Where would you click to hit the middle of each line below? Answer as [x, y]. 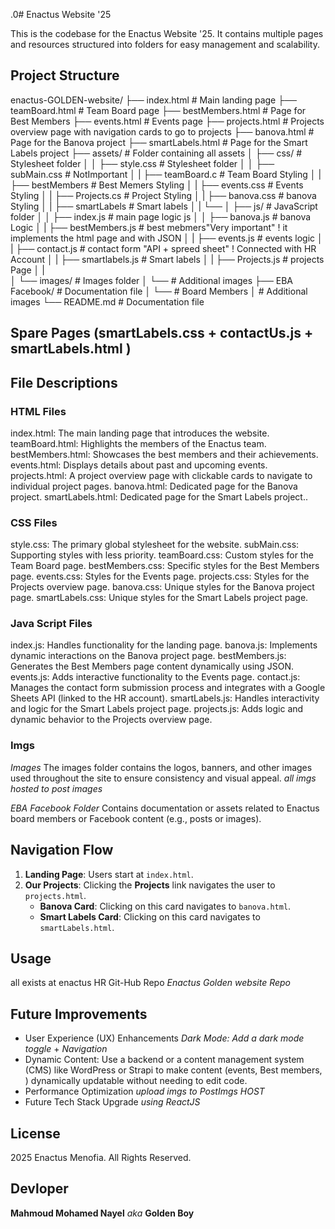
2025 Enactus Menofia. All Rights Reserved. [101, 1158]
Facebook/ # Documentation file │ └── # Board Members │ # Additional [159, 291]
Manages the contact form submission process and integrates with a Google [168, 688]
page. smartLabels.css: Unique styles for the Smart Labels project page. [159, 598]
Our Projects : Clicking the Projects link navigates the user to [150, 885]
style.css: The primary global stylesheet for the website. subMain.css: [155, 545]
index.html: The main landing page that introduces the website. [140, 433]
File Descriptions [64, 382]
